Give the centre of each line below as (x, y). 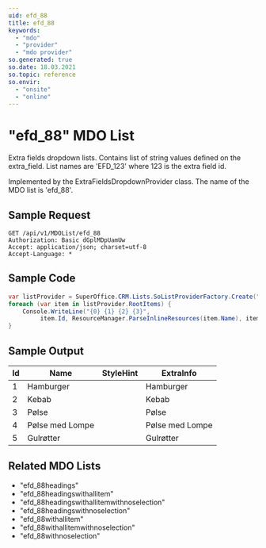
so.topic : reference (42, 75)
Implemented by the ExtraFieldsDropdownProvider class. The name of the (129, 182)
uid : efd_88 (28, 15)
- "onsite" (33, 89)
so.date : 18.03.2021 (42, 67)
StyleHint (120, 373)
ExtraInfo (179, 373)
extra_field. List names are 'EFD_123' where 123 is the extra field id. (118, 167)
